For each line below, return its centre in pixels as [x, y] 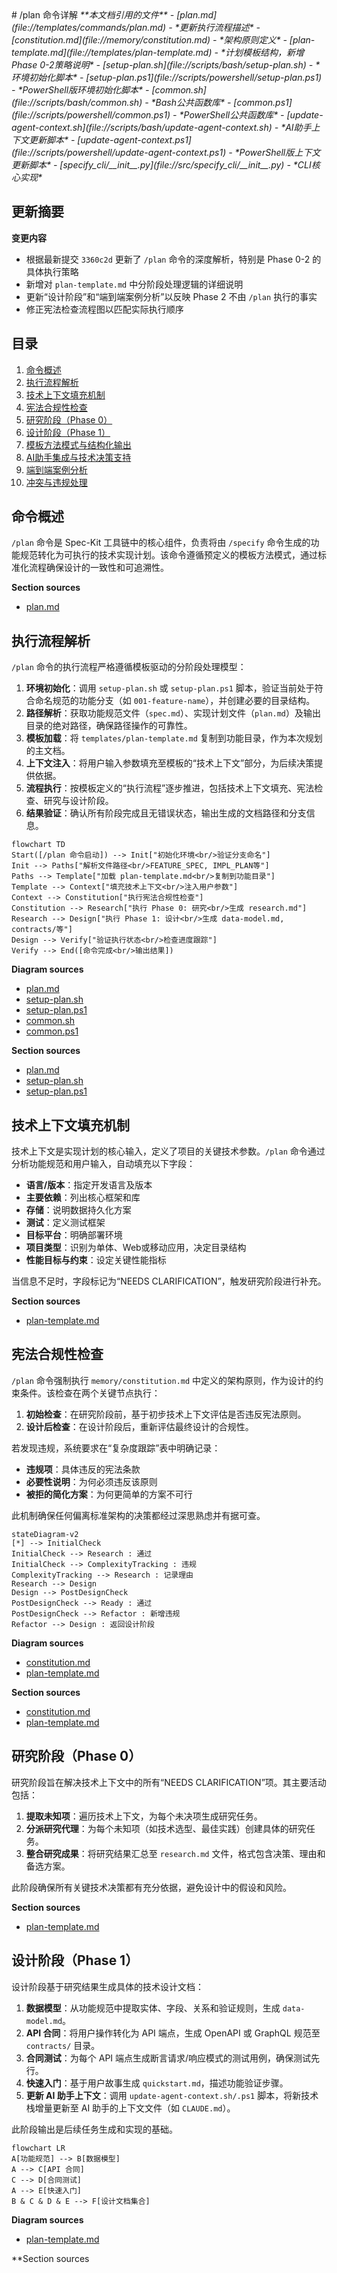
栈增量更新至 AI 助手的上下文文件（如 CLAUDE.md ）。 [130, 2108]
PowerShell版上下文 [280, 152]
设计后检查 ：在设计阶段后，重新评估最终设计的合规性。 [139, 1426]
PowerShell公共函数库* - [234, 115]
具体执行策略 [52, 271]
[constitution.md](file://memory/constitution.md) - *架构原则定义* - [149, 40]
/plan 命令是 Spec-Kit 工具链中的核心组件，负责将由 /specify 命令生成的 [161, 543]
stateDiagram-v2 [45, 1534]
